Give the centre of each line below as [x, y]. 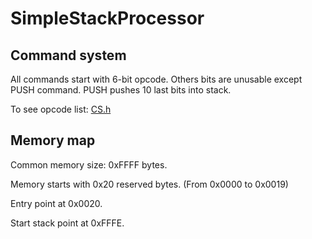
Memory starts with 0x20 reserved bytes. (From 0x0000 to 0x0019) [149, 184]
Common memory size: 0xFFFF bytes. [89, 164]
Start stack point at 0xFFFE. [67, 223]
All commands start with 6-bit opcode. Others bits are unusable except [156, 79]
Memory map [53, 140]
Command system [68, 55]
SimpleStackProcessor [107, 18]
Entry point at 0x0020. [56, 203]
